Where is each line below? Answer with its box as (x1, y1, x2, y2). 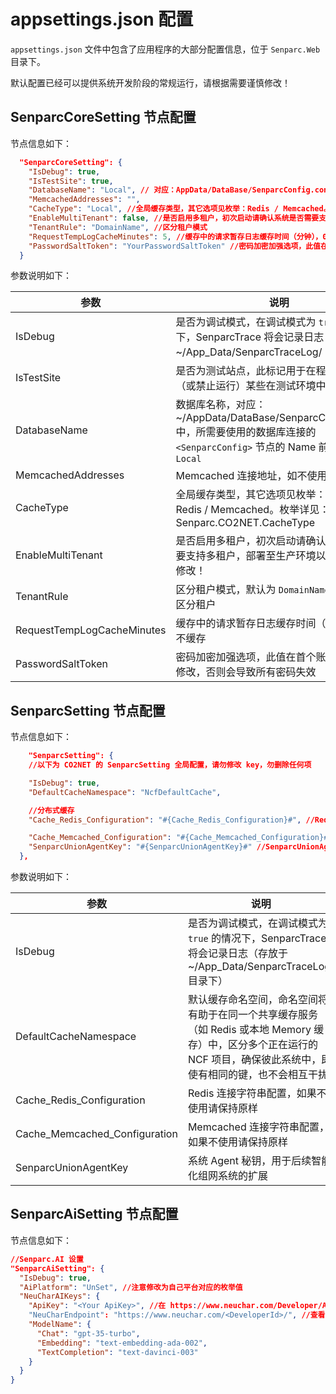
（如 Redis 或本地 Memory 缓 (187, 1023, 325, 1037)
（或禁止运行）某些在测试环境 (175, 379, 317, 393)
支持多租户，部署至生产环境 (185, 549, 317, 563)
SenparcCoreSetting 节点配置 (10, 109, 197, 126)
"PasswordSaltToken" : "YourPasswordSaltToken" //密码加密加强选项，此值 (28, 241, 321, 251)
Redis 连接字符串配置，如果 (187, 1086, 317, 1100)
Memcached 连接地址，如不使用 (175, 469, 328, 483)
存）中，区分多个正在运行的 (187, 1038, 318, 1052)
